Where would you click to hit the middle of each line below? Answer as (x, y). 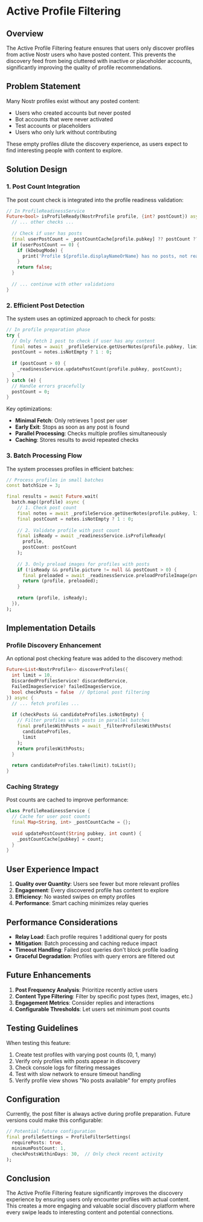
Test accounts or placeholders (53, 125)
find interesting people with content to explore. (64, 150)
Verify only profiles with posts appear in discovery (78, 1061)
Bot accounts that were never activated (64, 119)
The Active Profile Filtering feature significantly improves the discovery (95, 1193)
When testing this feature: (38, 1043)
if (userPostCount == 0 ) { (46, 245)
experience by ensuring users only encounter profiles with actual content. (98, 1200)
